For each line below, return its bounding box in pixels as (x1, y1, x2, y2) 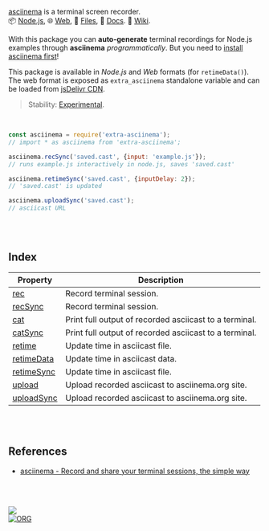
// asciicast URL (8, 204, 67, 212)
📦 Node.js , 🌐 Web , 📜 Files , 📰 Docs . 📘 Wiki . (8, 16, 151, 25)
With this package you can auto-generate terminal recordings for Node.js (8, 35, 253, 43)
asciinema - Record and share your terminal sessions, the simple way (19, 466, 251, 476)
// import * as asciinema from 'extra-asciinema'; (8, 138, 181, 146)
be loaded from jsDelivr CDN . (8, 84, 106, 93)
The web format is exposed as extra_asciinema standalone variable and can (8, 76, 260, 85)
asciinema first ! (8, 51, 59, 61)
